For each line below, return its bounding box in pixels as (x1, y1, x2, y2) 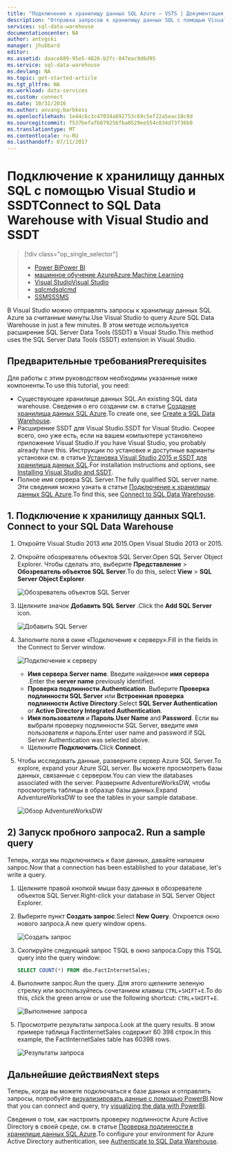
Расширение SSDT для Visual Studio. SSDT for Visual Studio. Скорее (17, 424, 215, 432)
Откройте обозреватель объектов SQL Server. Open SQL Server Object (17, 552, 223, 560)
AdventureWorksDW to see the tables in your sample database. (17, 793, 198, 802)
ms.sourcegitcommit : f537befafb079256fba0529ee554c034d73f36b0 (7, 119, 193, 126)
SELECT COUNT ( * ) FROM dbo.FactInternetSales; (17, 967, 151, 974)
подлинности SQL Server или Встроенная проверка (27, 692, 184, 700)
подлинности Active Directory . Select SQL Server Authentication (27, 699, 217, 707)
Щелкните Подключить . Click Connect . (27, 743, 143, 751)
